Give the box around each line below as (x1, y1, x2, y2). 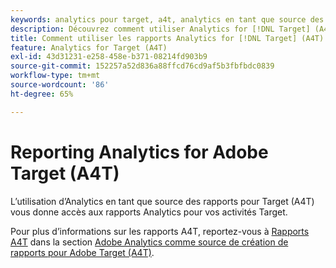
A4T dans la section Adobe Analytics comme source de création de (10, 236, 289, 248)
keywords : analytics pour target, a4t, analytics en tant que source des (10, 14, 325, 25)
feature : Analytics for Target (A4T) (10, 42, 168, 53)
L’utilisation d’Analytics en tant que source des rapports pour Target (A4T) (10, 195, 315, 207)
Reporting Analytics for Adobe (10, 141, 269, 163)
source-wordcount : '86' (10, 80, 110, 90)
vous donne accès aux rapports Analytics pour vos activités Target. (10, 206, 288, 218)
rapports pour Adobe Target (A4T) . (10, 246, 155, 258)
